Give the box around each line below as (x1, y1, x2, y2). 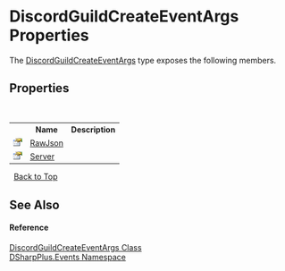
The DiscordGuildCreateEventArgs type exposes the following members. (9, 55, 277, 65)
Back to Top (13, 172, 58, 182)
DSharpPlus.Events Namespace (9, 251, 127, 262)
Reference (9, 222, 49, 233)
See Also (9, 197, 60, 212)
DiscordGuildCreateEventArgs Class (9, 241, 142, 252)
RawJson (29, 137, 64, 148)
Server (29, 150, 55, 162)
